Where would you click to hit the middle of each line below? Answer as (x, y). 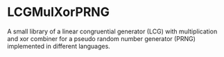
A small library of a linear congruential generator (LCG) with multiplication (112, 31)
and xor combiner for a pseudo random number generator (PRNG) (102, 38)
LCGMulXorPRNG (58, 12)
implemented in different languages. (59, 46)
